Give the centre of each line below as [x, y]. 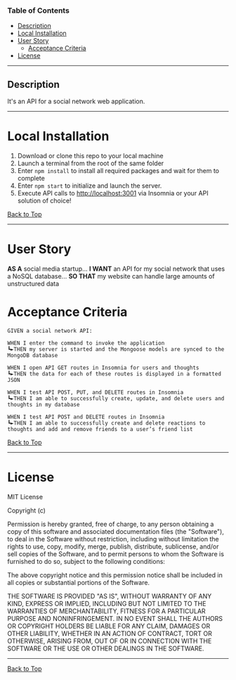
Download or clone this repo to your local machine [90, 156]
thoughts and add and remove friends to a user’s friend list [100, 429]
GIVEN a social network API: [50, 331]
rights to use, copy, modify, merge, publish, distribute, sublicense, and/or [113, 546]
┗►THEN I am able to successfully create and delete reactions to [106, 423]
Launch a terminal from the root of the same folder [91, 163]
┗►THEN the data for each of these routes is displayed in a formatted [114, 374]
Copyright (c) [26, 510]
